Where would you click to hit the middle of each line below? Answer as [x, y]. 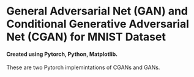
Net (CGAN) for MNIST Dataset [86, 37]
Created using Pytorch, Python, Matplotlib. [62, 54]
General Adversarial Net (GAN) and [97, 11]
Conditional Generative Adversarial [98, 24]
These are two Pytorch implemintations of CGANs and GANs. [83, 67]
